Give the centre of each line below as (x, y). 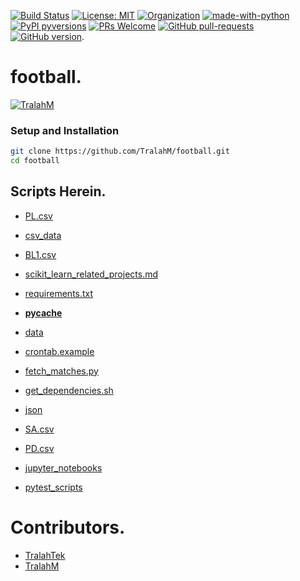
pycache (43, 312)
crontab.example (59, 351)
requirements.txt (59, 293)
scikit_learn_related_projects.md (91, 274)
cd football (35, 161)
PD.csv (39, 448)
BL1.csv (40, 254)
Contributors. (68, 527)
